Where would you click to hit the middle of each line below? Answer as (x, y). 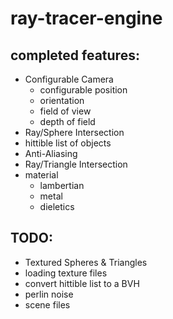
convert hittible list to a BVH (82, 283)
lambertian (62, 185)
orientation (62, 100)
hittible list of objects (68, 143)
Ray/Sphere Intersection (74, 132)
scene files (47, 304)
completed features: (75, 55)
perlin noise (49, 294)
